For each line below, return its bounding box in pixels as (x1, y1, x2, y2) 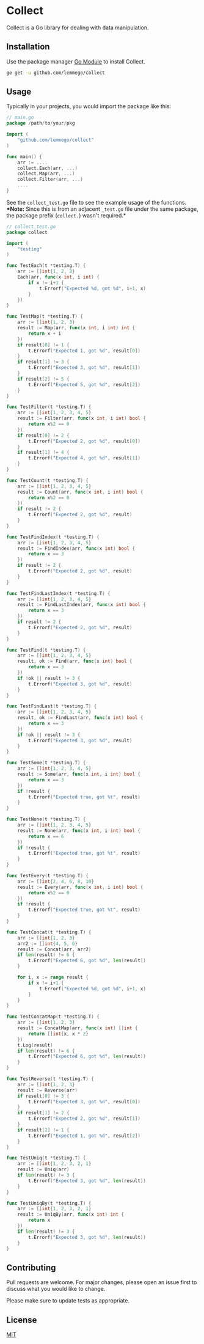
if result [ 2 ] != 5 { (17, 376, 70, 382)
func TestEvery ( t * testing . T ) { (6, 873, 89, 879)
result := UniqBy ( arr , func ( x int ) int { (17, 1211, 124, 1218)
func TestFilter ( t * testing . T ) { (6, 404, 92, 410)
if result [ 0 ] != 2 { (17, 432, 70, 439)
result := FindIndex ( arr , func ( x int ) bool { (17, 545, 136, 552)
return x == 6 (28, 833, 64, 839)
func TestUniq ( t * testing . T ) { (6, 1155, 86, 1161)
